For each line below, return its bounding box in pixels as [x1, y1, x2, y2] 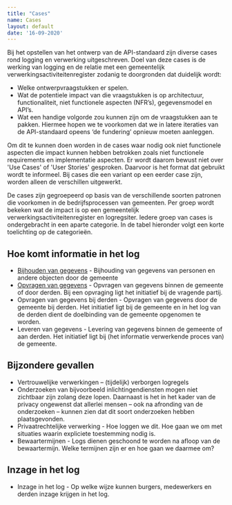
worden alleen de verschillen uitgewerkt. [7, 178, 123, 187]
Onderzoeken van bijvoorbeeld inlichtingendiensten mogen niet [17, 385, 198, 394]
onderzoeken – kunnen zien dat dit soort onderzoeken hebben [17, 407, 195, 415]
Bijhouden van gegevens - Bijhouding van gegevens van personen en [17, 267, 215, 275]
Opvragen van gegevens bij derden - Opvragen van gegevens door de [17, 296, 217, 304]
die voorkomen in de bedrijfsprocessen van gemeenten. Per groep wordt [7, 198, 214, 207]
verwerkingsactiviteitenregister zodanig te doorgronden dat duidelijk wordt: [7, 70, 222, 79]
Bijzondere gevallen [7, 360, 95, 372]
